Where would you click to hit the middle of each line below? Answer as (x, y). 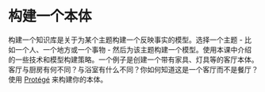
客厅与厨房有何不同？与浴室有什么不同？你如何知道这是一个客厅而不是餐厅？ (133, 69)
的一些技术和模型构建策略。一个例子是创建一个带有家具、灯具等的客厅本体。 (133, 59)
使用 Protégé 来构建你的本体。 (58, 79)
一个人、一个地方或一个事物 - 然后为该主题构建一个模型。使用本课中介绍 (133, 49)
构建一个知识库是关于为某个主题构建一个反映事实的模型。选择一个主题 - (126, 40)
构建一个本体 (50, 16)
